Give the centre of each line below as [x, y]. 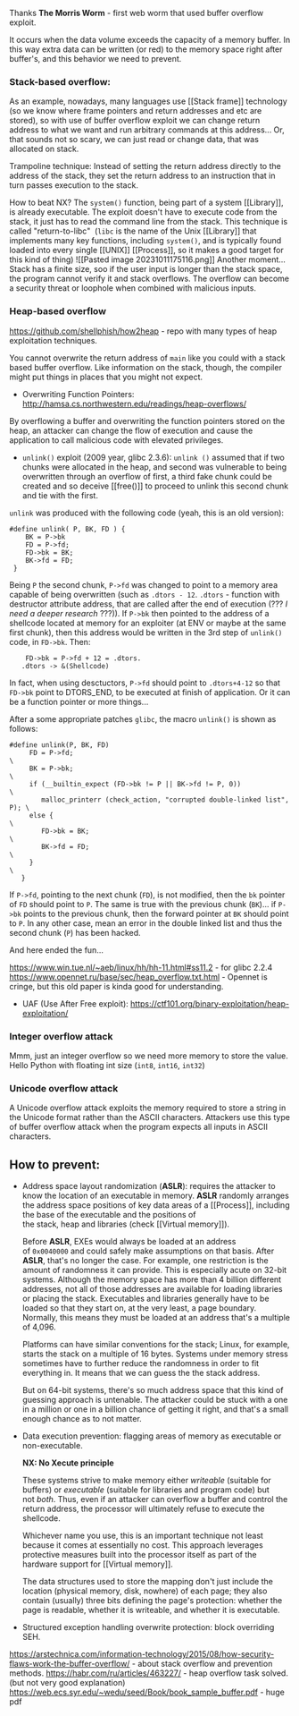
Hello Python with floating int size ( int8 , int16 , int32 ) [107, 1065]
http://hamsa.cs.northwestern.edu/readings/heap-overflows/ [134, 404]
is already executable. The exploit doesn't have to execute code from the [143, 212]
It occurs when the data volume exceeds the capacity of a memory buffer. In [150, 40]
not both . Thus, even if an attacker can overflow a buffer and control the [155, 1499]
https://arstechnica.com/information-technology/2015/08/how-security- [142, 1654]
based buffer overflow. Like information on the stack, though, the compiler [146, 367]
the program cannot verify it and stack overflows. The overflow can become [149, 279]
